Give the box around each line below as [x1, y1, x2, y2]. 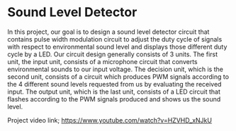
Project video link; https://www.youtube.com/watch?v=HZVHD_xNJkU [7, 116, 213, 124]
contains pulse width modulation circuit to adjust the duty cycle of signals [7, 35, 223, 43]
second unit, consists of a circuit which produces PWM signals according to [7, 72, 229, 81]
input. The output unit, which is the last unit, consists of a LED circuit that [7, 87, 221, 96]
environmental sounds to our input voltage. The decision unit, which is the [7, 65, 223, 73]
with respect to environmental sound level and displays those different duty [7, 42, 227, 51]
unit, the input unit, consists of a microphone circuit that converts [7, 57, 198, 65]
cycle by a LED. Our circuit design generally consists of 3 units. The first [7, 50, 218, 58]
